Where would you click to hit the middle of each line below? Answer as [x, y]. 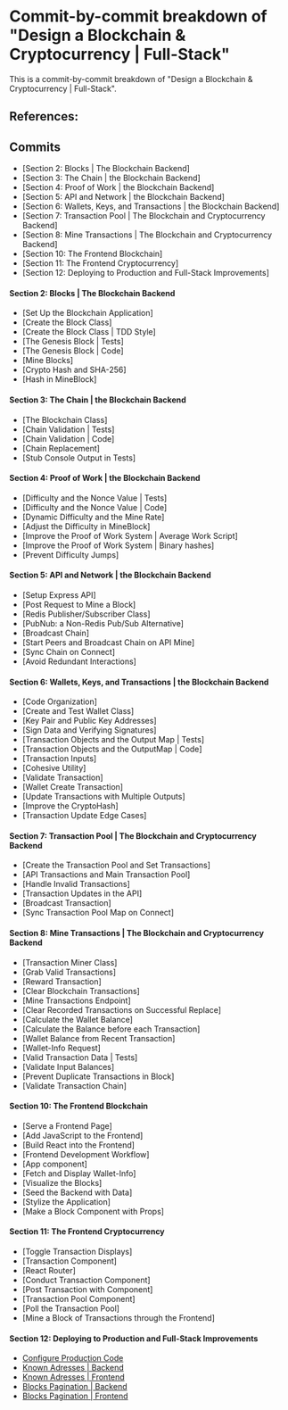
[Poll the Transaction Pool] [71, 1308]
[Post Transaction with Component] [87, 1289]
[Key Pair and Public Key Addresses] [89, 721]
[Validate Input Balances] [68, 1066]
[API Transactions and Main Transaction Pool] [106, 875]
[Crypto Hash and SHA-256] [74, 370]
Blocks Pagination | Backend [74, 1387]
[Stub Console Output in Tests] [79, 458]
